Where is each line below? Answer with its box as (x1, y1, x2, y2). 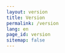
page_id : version (6, 32, 51, 38)
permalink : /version (6, 20, 59, 26)
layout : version (6, 9, 48, 15)
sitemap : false (6, 37, 45, 43)
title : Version (6, 15, 45, 21)
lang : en (6, 26, 29, 32)
